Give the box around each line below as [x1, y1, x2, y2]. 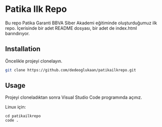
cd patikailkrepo [5, 114, 41, 119]
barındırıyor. [5, 30, 30, 36]
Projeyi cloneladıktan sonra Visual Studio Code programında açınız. [5, 94, 142, 100]
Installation [5, 45, 41, 53]
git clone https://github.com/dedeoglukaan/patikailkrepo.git [5, 67, 136, 72]
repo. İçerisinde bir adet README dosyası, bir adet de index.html [5, 25, 137, 31]
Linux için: [5, 104, 26, 110]
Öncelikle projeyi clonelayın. [5, 58, 63, 64]
